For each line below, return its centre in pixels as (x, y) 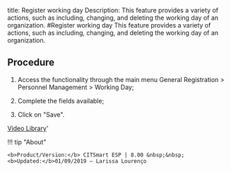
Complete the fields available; (61, 101)
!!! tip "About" (27, 142)
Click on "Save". (41, 114)
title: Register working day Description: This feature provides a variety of (113, 10)
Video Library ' (28, 128)
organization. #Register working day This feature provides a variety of (109, 25)
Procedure (31, 63)
